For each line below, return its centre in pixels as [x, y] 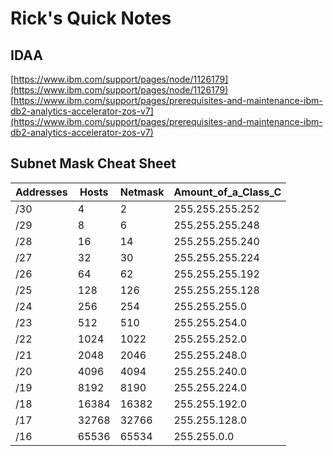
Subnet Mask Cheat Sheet [93, 163]
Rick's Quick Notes [91, 18]
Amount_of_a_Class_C [227, 192]
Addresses [41, 192]
